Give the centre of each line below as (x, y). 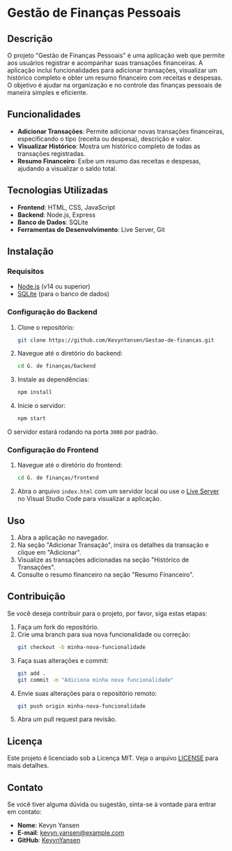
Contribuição (37, 596)
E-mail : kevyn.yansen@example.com (71, 833)
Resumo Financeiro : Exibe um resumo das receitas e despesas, (109, 161)
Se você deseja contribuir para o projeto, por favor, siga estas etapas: (107, 613)
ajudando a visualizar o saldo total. (67, 168)
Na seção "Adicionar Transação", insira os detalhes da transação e (113, 545)
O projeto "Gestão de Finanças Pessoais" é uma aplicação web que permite (116, 55)
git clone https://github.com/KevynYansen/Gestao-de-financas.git (116, 340)
